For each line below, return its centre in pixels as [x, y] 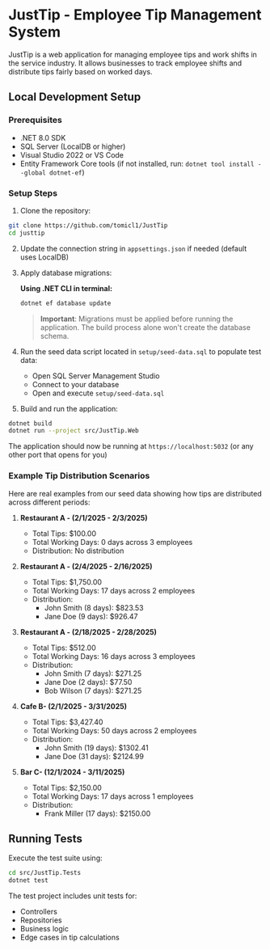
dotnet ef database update [65, 303]
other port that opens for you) [58, 455]
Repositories [41, 920]
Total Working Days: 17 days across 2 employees [114, 590]
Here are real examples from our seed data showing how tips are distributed [135, 493]
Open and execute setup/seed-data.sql [98, 393]
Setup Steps [33, 193]
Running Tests [45, 838]
